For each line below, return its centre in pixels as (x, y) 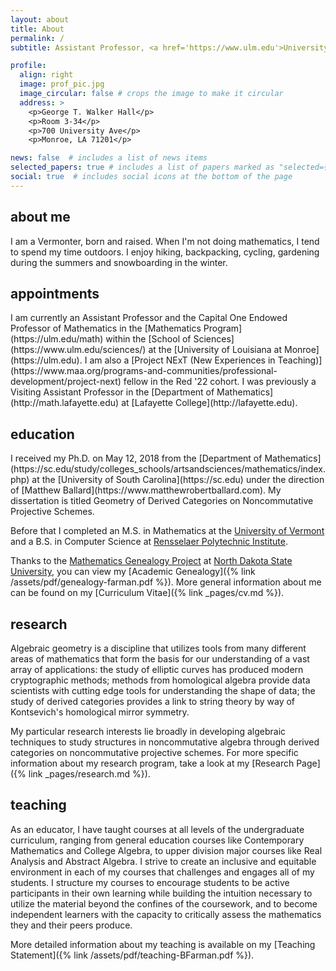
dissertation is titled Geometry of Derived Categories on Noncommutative (162, 501)
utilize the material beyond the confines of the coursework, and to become (164, 903)
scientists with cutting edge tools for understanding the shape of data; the (163, 690)
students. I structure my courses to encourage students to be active (150, 882)
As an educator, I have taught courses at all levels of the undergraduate (157, 829)
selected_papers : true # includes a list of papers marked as (142, 167)
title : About (37, 29)
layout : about (40, 19)
